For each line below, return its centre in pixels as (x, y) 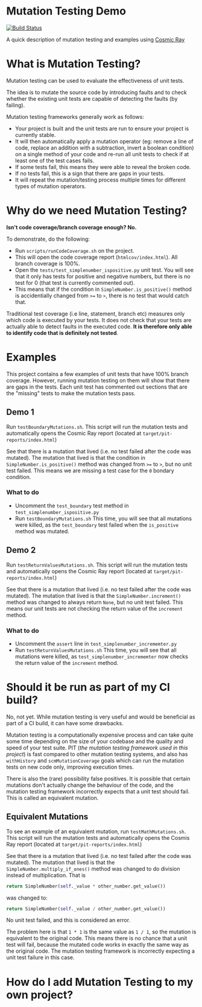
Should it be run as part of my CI (88, 688)
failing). (16, 105)
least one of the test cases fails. (55, 160)
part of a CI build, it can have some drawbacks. (65, 723)
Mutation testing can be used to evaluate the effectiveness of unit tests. (95, 80)
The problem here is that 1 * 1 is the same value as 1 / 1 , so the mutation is (101, 932)
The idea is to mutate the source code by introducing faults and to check (96, 92)
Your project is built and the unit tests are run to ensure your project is (102, 129)
